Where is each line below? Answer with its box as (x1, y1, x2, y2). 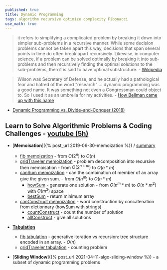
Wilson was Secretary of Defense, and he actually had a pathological (17, 76, 160, 82)
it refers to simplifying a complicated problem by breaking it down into (17, 35, 162, 41)
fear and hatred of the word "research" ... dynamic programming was (17, 82, 160, 88)
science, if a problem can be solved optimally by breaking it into (17, 56, 149, 62)
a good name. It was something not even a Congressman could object (17, 87, 162, 93)
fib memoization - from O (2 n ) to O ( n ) (19, 152, 96, 159)
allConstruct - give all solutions (27, 215, 91, 221)
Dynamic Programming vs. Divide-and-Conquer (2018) (12, 107, 125, 113)
